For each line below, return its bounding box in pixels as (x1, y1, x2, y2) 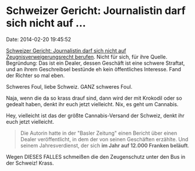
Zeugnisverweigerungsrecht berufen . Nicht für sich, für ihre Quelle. (6, 53, 168, 60)
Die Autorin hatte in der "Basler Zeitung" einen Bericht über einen (20, 130, 178, 137)
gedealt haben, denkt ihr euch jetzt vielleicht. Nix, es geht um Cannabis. (6, 100, 179, 107)
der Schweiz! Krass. (6, 159, 54, 166)
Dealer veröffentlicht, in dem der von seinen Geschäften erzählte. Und (20, 135, 189, 142)
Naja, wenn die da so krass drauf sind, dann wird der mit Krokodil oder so (6, 95, 182, 102)
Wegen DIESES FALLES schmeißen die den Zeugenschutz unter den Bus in (6, 153, 186, 160)
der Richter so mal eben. (6, 72, 65, 79)
